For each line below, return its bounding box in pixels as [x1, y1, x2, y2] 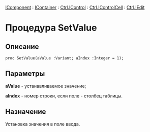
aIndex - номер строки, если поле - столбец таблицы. [5, 92, 123, 98]
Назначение [5, 108, 46, 116]
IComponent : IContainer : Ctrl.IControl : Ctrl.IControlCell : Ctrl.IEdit [5, 5, 145, 10]
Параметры [5, 70, 45, 78]
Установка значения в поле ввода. [5, 121, 80, 127]
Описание [5, 42, 39, 51]
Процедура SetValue [5, 22, 97, 34]
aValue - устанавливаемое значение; [5, 83, 86, 89]
